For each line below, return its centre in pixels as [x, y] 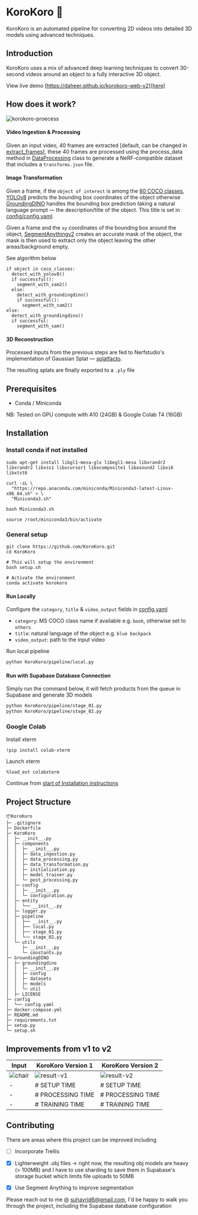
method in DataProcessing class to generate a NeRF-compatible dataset [94, 158]
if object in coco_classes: [41, 269]
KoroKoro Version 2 [130, 1065]
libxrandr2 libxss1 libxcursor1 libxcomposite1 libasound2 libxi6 [90, 467]
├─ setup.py [21, 1026]
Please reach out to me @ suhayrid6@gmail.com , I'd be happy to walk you [97, 1199]
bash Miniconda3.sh [30, 509]
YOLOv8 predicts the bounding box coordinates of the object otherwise [93, 197]
